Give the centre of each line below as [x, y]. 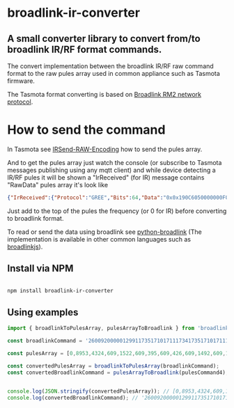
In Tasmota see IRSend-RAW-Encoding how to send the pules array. [105, 149]
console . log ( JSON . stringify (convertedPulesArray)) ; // [88, 391]
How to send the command [86, 130]
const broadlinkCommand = [45, 341]
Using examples [43, 312]
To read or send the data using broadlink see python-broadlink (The [104, 232]
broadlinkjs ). [25, 246]
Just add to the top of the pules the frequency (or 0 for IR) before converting [117, 211]
